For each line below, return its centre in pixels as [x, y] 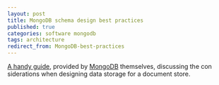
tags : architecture [36, 40]
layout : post [26, 14]
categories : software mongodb [52, 33]
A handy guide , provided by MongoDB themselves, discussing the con [109, 66]
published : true [31, 27]
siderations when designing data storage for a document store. [99, 74]
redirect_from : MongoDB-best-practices [66, 46]
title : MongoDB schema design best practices [75, 20]
